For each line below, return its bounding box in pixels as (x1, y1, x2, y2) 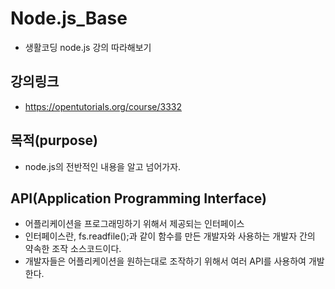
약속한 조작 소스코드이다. (24, 243, 122, 255)
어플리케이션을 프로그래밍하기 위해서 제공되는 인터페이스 (24, 218, 245, 230)
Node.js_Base (10, 7, 128, 30)
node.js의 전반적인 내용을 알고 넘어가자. (24, 160, 182, 172)
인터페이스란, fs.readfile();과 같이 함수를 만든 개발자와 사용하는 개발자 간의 (24, 230, 316, 242)
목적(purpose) (10, 132, 98, 149)
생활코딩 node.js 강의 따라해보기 (24, 41, 152, 53)
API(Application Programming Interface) (10, 190, 267, 207)
